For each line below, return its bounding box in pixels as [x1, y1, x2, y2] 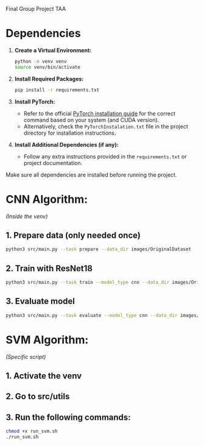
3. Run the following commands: [5, 412, 132, 422]
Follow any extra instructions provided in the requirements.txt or [23, 152, 187, 160]
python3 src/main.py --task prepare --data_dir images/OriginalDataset [5, 246, 191, 252]
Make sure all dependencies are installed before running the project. [5, 171, 177, 179]
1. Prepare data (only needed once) [5, 230, 141, 240]
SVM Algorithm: [5, 333, 89, 347]
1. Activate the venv [5, 370, 82, 381]
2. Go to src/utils [5, 391, 70, 402]
